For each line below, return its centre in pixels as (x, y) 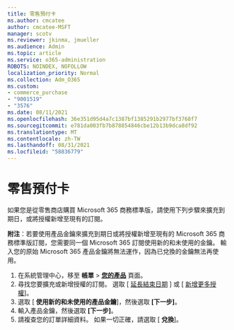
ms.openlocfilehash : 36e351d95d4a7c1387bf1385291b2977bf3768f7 (103, 119)
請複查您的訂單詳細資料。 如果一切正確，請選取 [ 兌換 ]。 (100, 319)
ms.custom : (23, 86)
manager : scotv (30, 34)
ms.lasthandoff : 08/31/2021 (49, 146)
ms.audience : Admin (36, 47)
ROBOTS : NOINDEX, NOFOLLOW (47, 66)
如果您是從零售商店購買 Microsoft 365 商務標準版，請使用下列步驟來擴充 (113, 210)
